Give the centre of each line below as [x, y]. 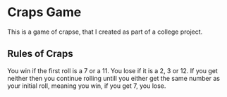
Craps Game [44, 12]
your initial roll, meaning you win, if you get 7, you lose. [87, 86]
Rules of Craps [40, 54]
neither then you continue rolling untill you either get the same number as [114, 78]
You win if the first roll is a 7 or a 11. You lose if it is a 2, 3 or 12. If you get [113, 70]
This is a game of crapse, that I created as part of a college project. [105, 32]
